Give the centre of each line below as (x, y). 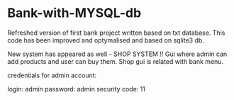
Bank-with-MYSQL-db (74, 13)
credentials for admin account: (52, 75)
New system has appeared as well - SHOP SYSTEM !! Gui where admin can (117, 54)
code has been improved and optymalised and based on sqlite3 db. (106, 40)
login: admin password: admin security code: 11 (76, 89)
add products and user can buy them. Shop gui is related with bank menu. (116, 61)
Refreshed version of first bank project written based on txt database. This (116, 33)
